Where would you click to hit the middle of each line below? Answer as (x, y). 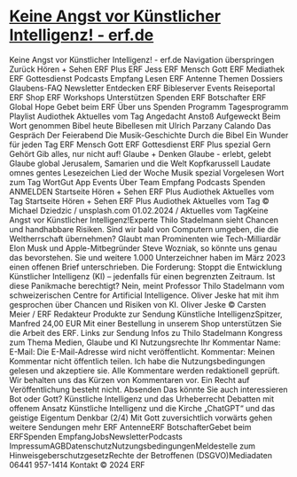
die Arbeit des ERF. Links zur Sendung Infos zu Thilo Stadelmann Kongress (146, 332)
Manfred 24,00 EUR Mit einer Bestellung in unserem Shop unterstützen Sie (145, 323)
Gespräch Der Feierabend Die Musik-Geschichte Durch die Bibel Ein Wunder (149, 135)
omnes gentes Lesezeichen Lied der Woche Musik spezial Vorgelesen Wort (147, 172)
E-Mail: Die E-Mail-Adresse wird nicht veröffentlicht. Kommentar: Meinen (142, 351)
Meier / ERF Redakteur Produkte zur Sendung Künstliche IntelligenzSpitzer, (146, 314)
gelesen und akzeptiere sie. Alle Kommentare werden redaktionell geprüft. (145, 371)
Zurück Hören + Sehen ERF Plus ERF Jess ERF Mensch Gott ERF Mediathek (147, 69)
